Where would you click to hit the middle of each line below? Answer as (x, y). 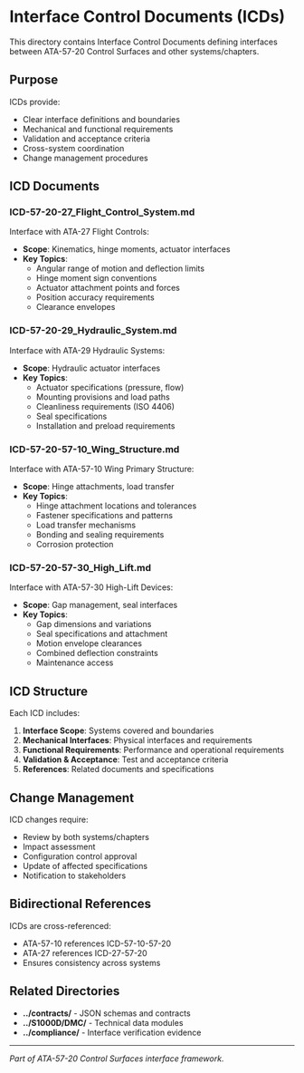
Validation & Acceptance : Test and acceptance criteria (125, 759)
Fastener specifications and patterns (104, 516)
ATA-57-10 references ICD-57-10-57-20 (97, 943)
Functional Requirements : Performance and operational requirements (153, 750)
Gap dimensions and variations (94, 624)
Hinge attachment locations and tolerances (116, 506)
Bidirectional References (81, 904)
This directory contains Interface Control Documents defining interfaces (143, 42)
